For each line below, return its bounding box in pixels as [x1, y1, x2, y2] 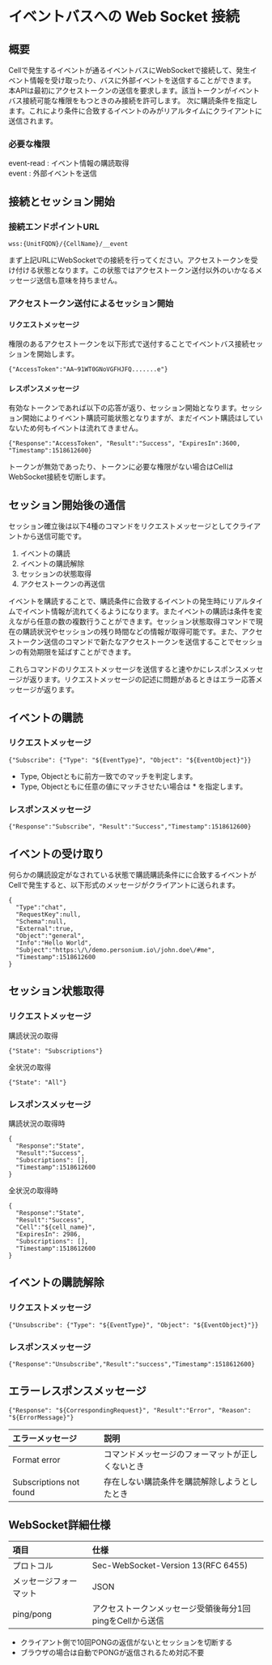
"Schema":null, [15, 917, 67, 926]
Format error [12, 1454, 61, 1465]
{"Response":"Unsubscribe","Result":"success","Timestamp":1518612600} [8, 1360, 255, 1369]
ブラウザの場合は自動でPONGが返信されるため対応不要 [19, 1647, 205, 1657]
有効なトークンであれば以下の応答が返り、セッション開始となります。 [8, 403, 241, 413]
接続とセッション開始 [8, 194, 115, 208]
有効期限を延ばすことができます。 [22, 647, 136, 657]
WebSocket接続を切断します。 [8, 472, 110, 482]
